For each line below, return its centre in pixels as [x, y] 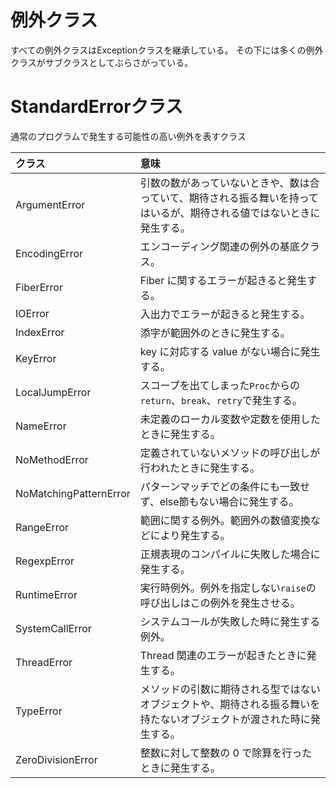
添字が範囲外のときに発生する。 [215, 333]
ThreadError [44, 662]
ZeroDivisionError [56, 759]
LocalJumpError [53, 392]
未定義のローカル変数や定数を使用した [230, 419]
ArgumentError [50, 204]
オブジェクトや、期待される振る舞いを [230, 704]
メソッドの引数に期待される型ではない [230, 689]
